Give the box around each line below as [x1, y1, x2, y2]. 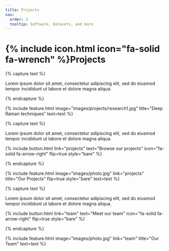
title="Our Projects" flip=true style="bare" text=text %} [5, 176, 120, 182]
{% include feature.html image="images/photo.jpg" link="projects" [5, 170, 144, 177]
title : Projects [5, 7, 39, 13]
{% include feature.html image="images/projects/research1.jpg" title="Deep [5, 106, 163, 112]
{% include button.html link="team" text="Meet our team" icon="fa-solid [5, 211, 156, 217]
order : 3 [10, 17, 28, 22]
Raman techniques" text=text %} [5, 111, 74, 117]
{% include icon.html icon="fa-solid [5, 43, 160, 55]
